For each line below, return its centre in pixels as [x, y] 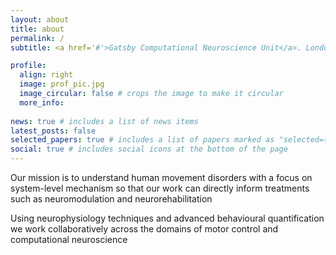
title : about [37, 29]
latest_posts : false [53, 131]
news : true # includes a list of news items [104, 121]
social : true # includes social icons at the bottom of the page [149, 149]
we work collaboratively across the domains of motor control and [144, 229]
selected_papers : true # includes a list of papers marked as [142, 140]
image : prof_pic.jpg [62, 84]
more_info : [42, 102]
